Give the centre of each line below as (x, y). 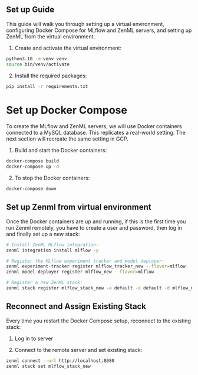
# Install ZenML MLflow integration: (52, 244)
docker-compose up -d (33, 167)
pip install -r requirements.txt (47, 86)
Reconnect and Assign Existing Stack (76, 306)
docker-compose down (32, 189)
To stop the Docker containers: (52, 178)
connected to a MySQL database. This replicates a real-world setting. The (96, 133)
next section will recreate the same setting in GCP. (67, 139)
